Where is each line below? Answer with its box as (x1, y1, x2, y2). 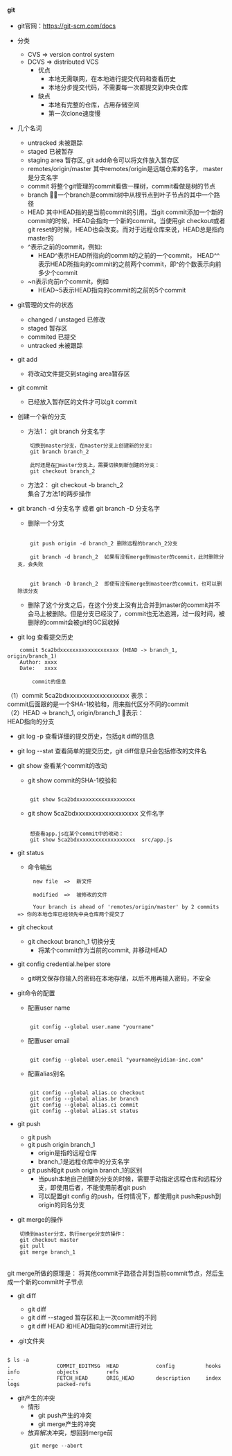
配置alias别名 (27, 1069, 66, 1078)
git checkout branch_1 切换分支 (27, 938, 116, 946)
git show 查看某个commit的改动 (17, 762, 107, 770)
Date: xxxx (19, 665, 57, 672)
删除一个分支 (27, 519, 64, 527)
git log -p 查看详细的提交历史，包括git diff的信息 (17, 732, 154, 741)
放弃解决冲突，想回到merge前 (27, 1428, 113, 1437)
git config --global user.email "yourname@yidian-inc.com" (30, 1057, 204, 1064)
